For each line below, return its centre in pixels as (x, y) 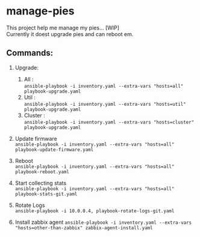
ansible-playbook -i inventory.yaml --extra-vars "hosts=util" (105, 104)
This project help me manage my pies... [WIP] (63, 28)
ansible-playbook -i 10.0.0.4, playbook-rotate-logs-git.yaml (95, 211)
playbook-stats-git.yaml (46, 194)
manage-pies (40, 11)
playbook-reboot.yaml (42, 172)
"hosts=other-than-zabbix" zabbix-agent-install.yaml (84, 228)
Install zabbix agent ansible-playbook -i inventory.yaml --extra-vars (103, 222)
